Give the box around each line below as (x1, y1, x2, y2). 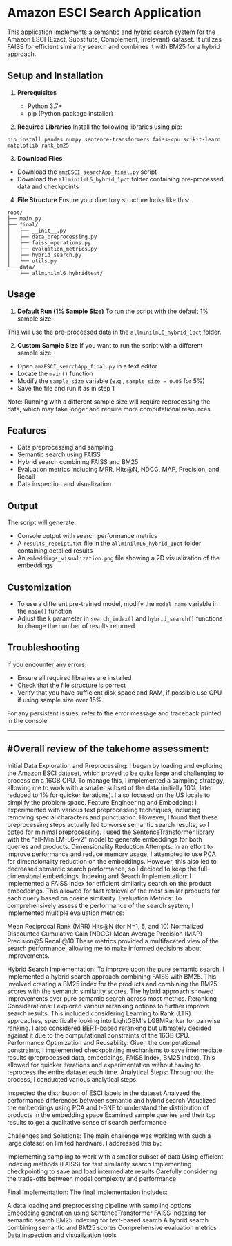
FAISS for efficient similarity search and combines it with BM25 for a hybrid (7, 42, 221, 51)
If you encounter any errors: (7, 660, 87, 668)
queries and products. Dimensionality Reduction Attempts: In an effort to (7, 842, 213, 851)
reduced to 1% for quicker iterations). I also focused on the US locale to (7, 791, 211, 799)
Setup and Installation (7, 70, 104, 82)
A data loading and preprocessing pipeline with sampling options (7, 1201, 192, 1209)
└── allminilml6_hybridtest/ (19, 269, 104, 276)
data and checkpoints (17, 182, 79, 190)
